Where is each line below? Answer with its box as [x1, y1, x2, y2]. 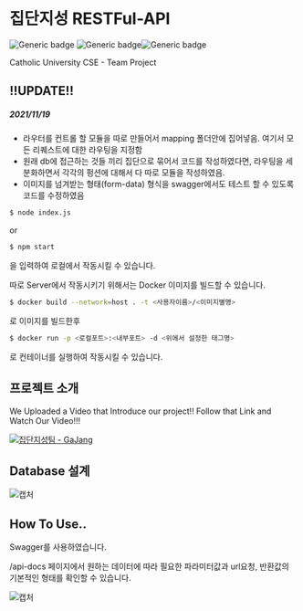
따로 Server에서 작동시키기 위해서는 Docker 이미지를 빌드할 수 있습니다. [9, 279, 266, 290]
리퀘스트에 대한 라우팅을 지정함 [32, 144, 143, 155]
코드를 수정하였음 [22, 190, 85, 201]
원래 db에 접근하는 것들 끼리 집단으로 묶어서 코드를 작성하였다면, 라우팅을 [22, 156, 284, 167]
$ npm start [9, 243, 55, 252]
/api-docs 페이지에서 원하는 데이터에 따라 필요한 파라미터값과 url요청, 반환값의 [9, 561, 289, 572]
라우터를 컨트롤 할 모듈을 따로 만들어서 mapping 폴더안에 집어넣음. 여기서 [22, 133, 285, 144]
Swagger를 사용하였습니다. [9, 542, 107, 553]
